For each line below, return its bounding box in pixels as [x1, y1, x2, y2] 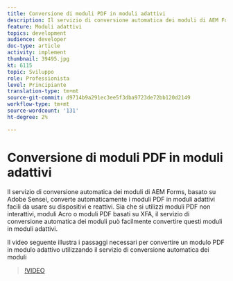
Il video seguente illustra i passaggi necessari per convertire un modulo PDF [7, 238, 225, 246]
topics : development [7, 29, 67, 37]
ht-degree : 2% [7, 113, 49, 120]
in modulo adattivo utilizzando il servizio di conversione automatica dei [7, 245, 209, 254]
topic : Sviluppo [7, 68, 54, 75]
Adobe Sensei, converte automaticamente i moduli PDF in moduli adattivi [7, 195, 215, 203]
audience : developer [7, 36, 67, 43]
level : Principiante [7, 81, 67, 88]
